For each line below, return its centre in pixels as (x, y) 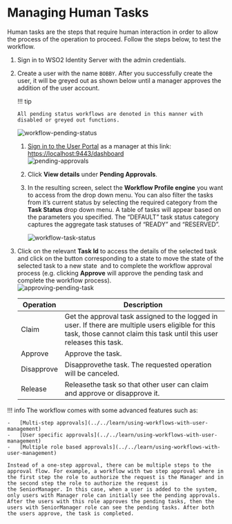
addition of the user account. (58, 88)
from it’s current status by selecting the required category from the (122, 202)
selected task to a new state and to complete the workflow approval (114, 265)
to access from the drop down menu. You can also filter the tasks (120, 195)
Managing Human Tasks (78, 13)
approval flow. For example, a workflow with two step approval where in (116, 471)
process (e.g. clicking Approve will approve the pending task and (110, 273)
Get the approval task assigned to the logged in (141, 316)
